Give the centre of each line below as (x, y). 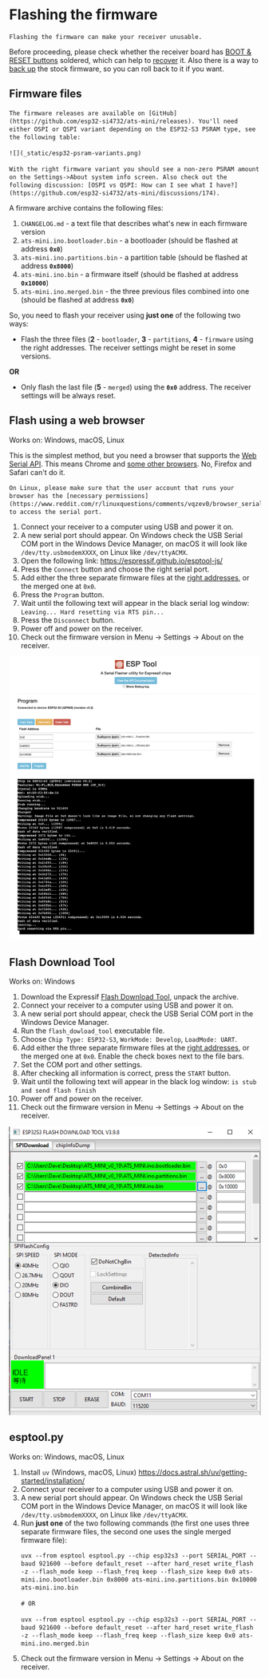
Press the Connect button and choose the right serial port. (115, 569)
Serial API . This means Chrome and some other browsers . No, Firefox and (131, 464)
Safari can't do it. (38, 472)
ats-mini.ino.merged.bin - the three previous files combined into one (135, 291)
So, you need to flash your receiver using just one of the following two (125, 315)
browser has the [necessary (56, 496)
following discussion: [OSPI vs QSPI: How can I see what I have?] (124, 185)
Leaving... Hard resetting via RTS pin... (92, 612)
